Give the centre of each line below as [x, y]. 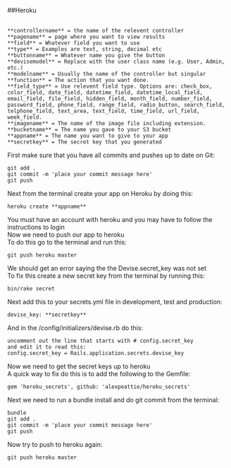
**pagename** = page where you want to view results [86, 37]
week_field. [25, 117]
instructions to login [36, 227]
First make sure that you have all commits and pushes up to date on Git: [111, 155]
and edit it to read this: [47, 347]
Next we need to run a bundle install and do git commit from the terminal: [113, 400]
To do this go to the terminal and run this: [67, 242]
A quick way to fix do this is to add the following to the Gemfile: [99, 374]
